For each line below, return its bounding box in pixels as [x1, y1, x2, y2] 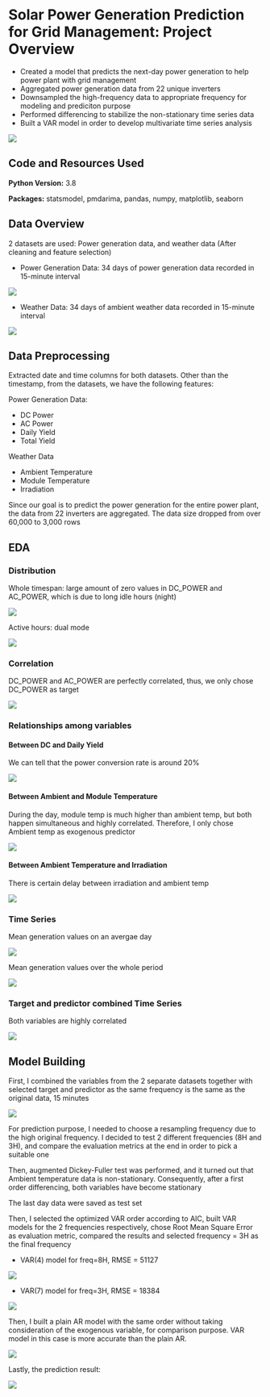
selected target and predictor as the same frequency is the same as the [8, 1085, 246, 1094]
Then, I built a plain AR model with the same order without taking [8, 1317, 223, 1327]
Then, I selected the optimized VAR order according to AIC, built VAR [8, 1214, 237, 1223]
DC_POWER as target [8, 684, 79, 695]
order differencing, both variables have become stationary [8, 1182, 202, 1192]
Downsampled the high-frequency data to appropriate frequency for [19, 92, 247, 102]
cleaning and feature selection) [8, 247, 112, 257]
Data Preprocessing [8, 349, 110, 362]
